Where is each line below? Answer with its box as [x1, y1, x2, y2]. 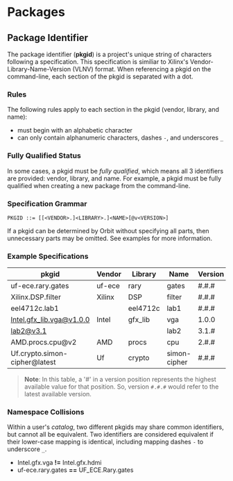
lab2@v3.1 [10, 326, 47, 336]
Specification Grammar [7, 199, 87, 208]
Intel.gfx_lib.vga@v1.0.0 [10, 315, 90, 325]
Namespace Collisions [7, 407, 85, 417]
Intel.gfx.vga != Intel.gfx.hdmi [17, 459, 102, 467]
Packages [7, 4, 66, 20]
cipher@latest [10, 357, 57, 367]
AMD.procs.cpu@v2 [10, 337, 77, 347]
